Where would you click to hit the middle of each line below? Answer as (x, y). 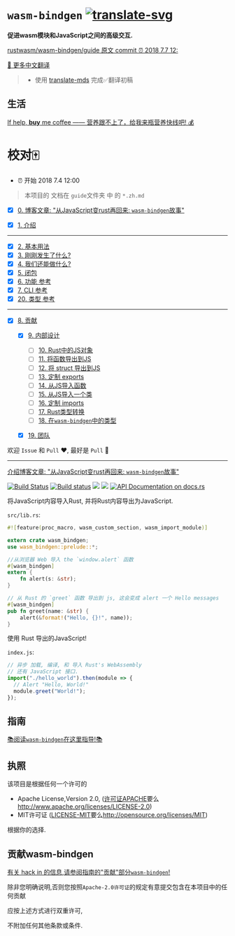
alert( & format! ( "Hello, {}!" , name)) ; (76, 618)
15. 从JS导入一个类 (65, 394)
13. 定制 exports (61, 376)
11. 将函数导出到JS (65, 359)
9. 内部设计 (44, 335)
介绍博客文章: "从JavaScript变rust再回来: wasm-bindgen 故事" (93, 471)
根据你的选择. (27, 830)
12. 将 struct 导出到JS (69, 368)
